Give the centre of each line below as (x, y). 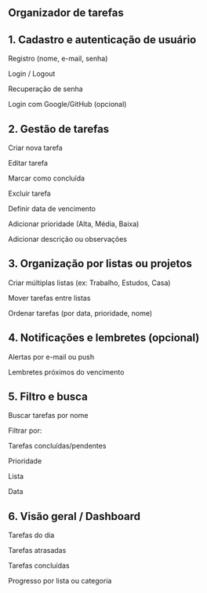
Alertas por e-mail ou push (51, 357)
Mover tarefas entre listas (49, 298)
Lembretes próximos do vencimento (66, 372)
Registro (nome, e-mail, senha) (58, 59)
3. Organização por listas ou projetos (100, 264)
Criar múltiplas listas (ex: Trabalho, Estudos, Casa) (89, 283)
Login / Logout (32, 74)
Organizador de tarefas (66, 13)
